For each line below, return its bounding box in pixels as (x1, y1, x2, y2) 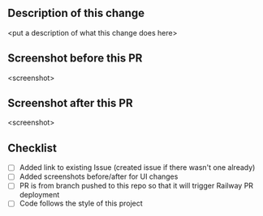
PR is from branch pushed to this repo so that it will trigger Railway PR (19, 181, 253, 191)
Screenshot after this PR (7, 96, 133, 110)
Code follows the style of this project (19, 198, 143, 209)
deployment (19, 190, 60, 200)
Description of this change (7, 6, 145, 20)
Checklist (7, 141, 58, 155)
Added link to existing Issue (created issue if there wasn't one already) (19, 163, 256, 172)
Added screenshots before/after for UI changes (19, 172, 179, 181)
